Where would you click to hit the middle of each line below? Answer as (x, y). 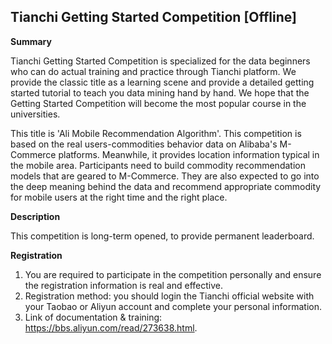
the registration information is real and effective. (123, 285)
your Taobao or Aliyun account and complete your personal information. (173, 306)
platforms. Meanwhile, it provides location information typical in (189, 154)
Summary (31, 41)
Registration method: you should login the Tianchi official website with (169, 296)
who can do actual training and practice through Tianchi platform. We (153, 71)
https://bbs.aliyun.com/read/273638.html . (111, 327)
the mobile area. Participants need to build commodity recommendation (158, 165)
